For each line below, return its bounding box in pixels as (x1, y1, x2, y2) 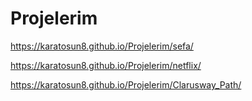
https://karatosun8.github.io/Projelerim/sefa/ (10, 40, 194, 52)
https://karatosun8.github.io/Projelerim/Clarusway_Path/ (10, 78, 242, 91)
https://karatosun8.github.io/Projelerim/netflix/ (10, 59, 202, 71)
